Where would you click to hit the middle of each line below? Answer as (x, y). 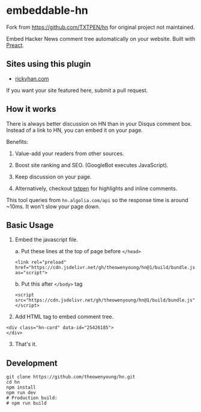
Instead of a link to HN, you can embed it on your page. (74, 130)
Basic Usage (30, 225)
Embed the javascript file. (46, 240)
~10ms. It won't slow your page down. (53, 206)
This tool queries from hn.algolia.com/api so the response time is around (97, 200)
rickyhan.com (32, 78)
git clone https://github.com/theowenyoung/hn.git (71, 377)
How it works (31, 109)
